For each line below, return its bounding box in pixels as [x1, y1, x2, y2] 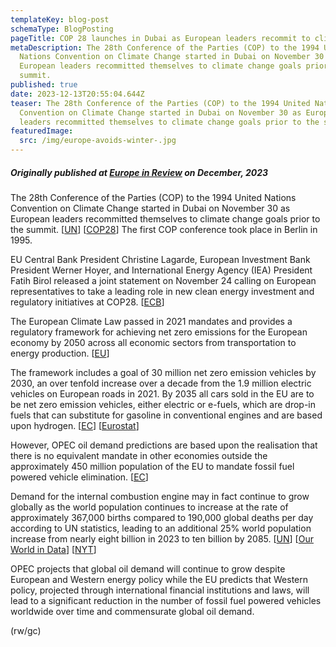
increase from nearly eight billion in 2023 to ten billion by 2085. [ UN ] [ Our [10, 532, 314, 545]
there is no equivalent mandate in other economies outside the [10, 449, 268, 461]
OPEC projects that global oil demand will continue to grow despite [10, 562, 286, 575]
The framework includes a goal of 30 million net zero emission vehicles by [10, 366, 317, 378]
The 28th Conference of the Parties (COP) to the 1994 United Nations [10, 191, 297, 203]
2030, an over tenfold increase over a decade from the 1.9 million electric [10, 377, 312, 389]
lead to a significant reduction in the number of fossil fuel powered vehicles [10, 594, 322, 606]
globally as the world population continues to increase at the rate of [10, 501, 289, 513]
